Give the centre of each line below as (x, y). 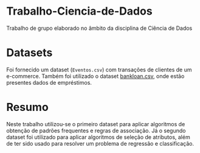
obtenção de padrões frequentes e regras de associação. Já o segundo (96, 130)
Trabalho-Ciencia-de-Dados (80, 11)
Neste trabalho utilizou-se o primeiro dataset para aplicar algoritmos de (96, 124)
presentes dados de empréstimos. (49, 82)
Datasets (29, 53)
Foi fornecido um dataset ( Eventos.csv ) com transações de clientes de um (99, 69)
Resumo (27, 107)
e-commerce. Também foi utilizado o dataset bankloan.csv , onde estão (95, 76)
